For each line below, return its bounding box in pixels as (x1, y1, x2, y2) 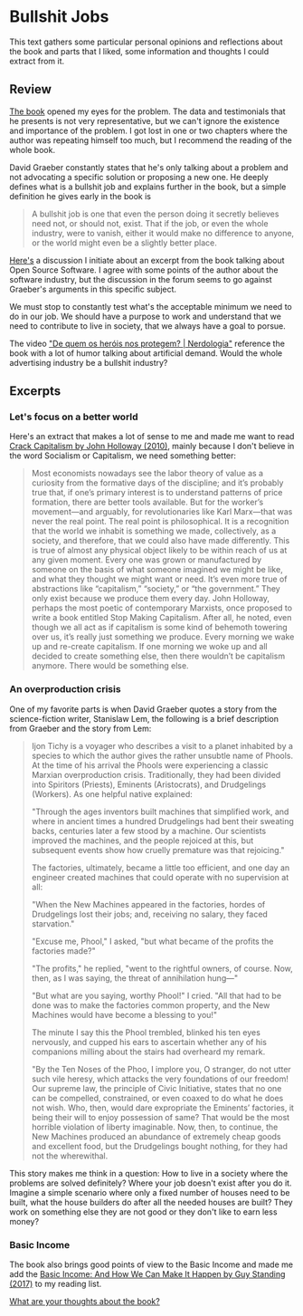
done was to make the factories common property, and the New (31, 999, 270, 1011)
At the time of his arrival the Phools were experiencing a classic (31, 759, 269, 771)
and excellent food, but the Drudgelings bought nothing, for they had (31, 1140, 288, 1151)
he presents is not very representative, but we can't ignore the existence (9, 115, 280, 126)
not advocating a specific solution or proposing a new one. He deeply (9, 171, 269, 182)
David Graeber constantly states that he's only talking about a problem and (9, 161, 289, 173)
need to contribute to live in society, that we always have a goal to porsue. (9, 320, 287, 331)
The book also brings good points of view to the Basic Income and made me (9, 1259, 294, 1270)
